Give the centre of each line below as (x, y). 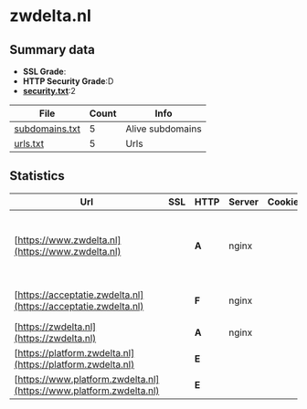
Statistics (37, 176)
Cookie (283, 202)
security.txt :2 (49, 91)
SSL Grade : (44, 71)
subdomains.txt (47, 129)
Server (243, 202)
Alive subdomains (164, 129)
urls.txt (29, 144)
